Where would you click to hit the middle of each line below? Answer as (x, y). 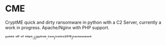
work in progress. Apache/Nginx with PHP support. (57, 27)
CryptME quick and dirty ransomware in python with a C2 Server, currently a (83, 22)
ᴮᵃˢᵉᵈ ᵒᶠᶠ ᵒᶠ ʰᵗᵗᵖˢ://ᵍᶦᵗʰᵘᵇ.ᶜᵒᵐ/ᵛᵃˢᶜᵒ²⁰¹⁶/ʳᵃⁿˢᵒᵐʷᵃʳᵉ (48, 37)
